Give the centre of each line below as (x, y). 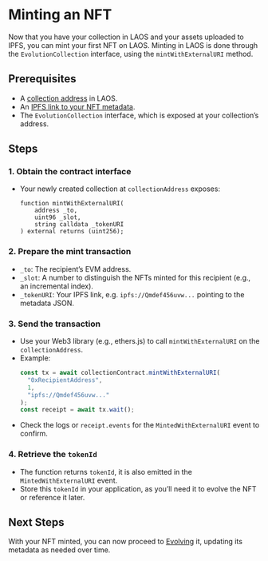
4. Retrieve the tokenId (53, 455)
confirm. (33, 434)
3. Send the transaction (55, 324)
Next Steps (36, 522)
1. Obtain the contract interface (70, 172)
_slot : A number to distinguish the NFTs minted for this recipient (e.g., (135, 277)
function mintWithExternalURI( (72, 204)
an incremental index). (57, 286)
